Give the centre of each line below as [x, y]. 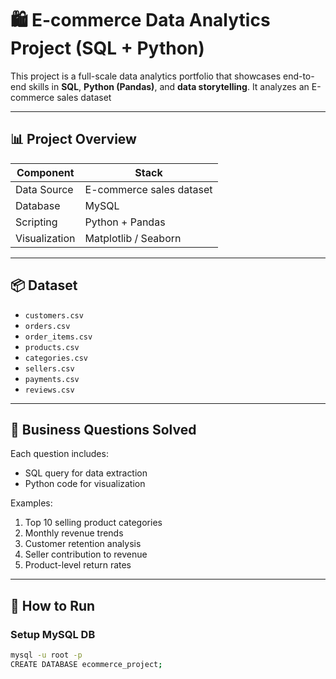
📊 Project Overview [73, 139]
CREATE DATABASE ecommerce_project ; [86, 664]
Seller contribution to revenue [86, 554]
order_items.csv [58, 337]
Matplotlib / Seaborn [133, 238]
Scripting [36, 222]
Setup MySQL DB [53, 634]
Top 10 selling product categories [93, 523]
